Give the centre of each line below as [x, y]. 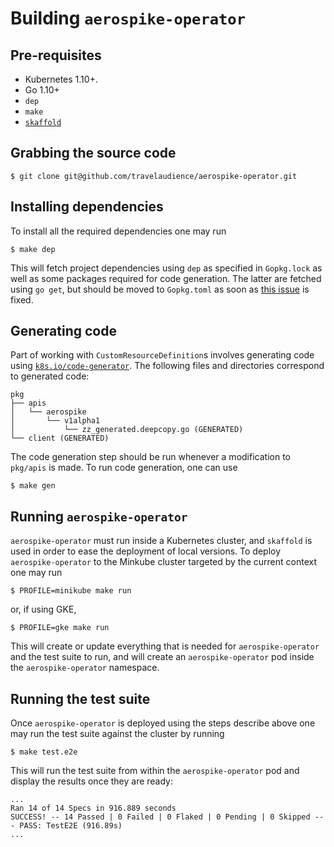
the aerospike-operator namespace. [85, 668]
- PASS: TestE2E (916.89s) [66, 826]
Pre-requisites [56, 55]
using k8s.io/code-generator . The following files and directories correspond [167, 366]
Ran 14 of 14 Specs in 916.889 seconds [93, 808]
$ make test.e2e [44, 752]
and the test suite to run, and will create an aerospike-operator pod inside [162, 657]
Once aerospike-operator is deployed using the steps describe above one [163, 723]
